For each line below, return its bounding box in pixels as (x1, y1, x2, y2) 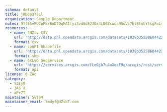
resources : (5, 26, 28, 31)
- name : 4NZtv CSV (9, 30, 48, 35)
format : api (14, 67, 39, 72)
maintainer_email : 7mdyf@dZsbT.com (5, 100, 79, 105)
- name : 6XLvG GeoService (9, 58, 64, 63)
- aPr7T (9, 90, 26, 95)
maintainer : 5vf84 (5, 95, 43, 100)
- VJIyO (9, 81, 26, 86)
